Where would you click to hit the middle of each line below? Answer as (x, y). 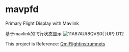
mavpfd (22, 9)
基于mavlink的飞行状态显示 (34, 33)
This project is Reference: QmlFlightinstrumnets (55, 43)
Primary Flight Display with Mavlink (42, 23)
